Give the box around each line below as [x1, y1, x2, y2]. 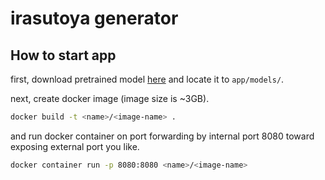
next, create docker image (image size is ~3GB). [10, 93, 210, 104]
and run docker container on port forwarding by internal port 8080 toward [10, 130, 315, 142]
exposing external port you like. [10, 140, 140, 152]
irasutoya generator [10, 7, 179, 30]
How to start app [10, 47, 117, 64]
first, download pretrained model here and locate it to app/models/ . [10, 73, 285, 85]
